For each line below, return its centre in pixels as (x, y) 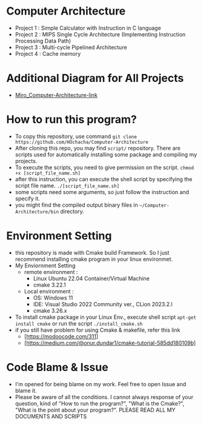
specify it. (28, 198)
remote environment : (51, 272)
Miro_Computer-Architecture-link (56, 95)
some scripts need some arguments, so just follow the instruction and (102, 192)
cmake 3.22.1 (49, 285)
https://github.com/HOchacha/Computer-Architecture (82, 142)
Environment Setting (59, 236)
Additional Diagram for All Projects (95, 79)
